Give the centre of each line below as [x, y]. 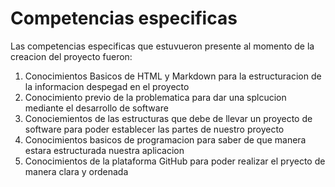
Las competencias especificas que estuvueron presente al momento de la [162, 46]
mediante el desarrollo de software [96, 108]
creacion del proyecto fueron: [71, 56]
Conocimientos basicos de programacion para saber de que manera [165, 139]
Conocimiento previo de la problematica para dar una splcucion [155, 97]
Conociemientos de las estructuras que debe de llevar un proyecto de [168, 118]
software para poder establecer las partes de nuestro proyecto [154, 129]
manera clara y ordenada [76, 171]
